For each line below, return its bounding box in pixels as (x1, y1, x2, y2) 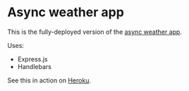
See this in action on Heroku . (7, 75, 92, 85)
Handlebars (17, 62, 51, 71)
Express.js (17, 54, 48, 63)
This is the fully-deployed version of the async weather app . (7, 28, 182, 36)
